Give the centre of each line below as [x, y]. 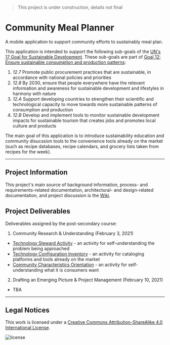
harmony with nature [34, 94]
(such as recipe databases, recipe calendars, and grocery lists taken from [82, 146]
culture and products [34, 125]
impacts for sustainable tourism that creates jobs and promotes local [84, 120]
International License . [28, 328]
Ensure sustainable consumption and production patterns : [66, 62]
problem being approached [41, 248]
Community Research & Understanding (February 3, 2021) [73, 233]
